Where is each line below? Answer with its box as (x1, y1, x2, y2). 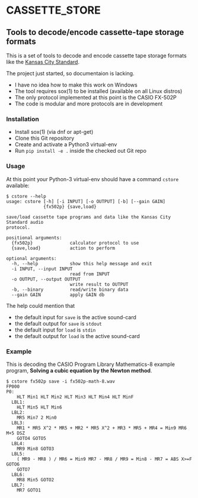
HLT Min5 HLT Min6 (17, 404, 62, 410)
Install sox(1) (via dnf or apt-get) (14, 128, 94, 136)
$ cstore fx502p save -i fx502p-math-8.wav (6, 378, 116, 384)
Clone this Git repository (14, 134, 75, 142)
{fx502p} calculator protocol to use (11, 240, 139, 246)
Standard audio (6, 219, 44, 225)
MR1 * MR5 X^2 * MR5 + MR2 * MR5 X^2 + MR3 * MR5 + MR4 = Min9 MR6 (17, 425, 187, 431)
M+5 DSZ (6, 430, 25, 436)
